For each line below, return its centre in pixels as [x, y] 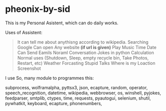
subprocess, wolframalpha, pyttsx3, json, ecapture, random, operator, [76, 87]
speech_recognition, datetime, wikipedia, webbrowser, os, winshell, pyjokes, [83, 93]
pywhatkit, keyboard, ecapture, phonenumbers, [54, 103]
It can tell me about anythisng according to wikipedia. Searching [83, 42]
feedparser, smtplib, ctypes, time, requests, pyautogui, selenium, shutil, [78, 98]
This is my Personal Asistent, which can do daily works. [62, 23]
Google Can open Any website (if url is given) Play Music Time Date [87, 47]
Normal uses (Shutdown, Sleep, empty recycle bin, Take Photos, [83, 57]
